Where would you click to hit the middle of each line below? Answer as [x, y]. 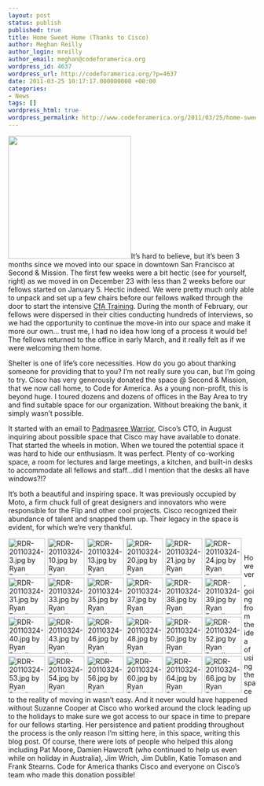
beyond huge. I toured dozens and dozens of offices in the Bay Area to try [128, 396]
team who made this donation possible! [72, 774]
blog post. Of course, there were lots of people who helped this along [121, 741]
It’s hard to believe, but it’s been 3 [185, 255]
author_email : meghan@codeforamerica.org [77, 60]
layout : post [29, 15]
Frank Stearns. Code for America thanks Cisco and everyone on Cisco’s [124, 766]
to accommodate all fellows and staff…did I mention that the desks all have [129, 470]
